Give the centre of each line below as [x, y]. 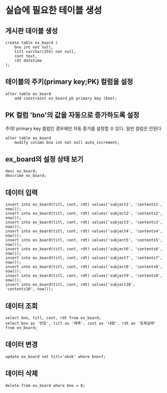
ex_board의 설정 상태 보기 [44, 159]
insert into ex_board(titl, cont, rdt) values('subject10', [71, 285]
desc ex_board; [21, 171]
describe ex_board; [26, 176]
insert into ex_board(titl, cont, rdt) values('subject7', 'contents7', [84, 258]
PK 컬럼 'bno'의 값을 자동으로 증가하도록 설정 [72, 115]
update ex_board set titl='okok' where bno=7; [55, 356]
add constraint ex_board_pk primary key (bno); [66, 98]
